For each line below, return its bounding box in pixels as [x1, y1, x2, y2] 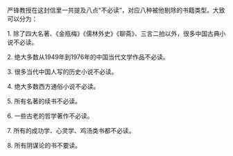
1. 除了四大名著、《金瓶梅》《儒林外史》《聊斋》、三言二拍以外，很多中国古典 [7, 30, 220, 37]
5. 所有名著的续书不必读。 [7, 97, 81, 105]
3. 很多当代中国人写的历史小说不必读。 [7, 68, 118, 76]
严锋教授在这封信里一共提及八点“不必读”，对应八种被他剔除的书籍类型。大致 [7, 6, 225, 14]
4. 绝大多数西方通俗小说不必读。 [7, 83, 100, 90]
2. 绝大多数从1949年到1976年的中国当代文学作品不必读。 [7, 53, 170, 61]
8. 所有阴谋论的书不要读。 [7, 141, 82, 149]
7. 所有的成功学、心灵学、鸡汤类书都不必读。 [7, 127, 135, 135]
